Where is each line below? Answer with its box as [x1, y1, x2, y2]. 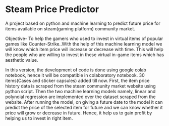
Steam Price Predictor [5, 4, 99, 15]
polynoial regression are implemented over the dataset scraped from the [5, 94, 156, 100]
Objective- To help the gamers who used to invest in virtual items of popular [5, 35, 163, 41]
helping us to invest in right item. [5, 115, 73, 121]
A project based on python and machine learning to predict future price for [5, 20, 160, 26]
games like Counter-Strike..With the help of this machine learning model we [5, 40, 162, 47]
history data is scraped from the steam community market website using [5, 82, 156, 89]
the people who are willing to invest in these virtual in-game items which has [5, 52, 164, 58]
